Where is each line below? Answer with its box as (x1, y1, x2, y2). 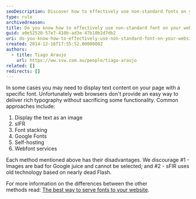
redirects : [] (6, 68, 41, 74)
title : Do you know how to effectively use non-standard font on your (6, 25, 181, 31)
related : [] (6, 62, 35, 69)
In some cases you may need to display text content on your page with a (6, 84, 181, 91)
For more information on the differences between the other (6, 180, 148, 187)
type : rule (6, 14, 33, 20)
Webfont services (14, 145, 57, 152)
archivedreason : (6, 19, 45, 25)
